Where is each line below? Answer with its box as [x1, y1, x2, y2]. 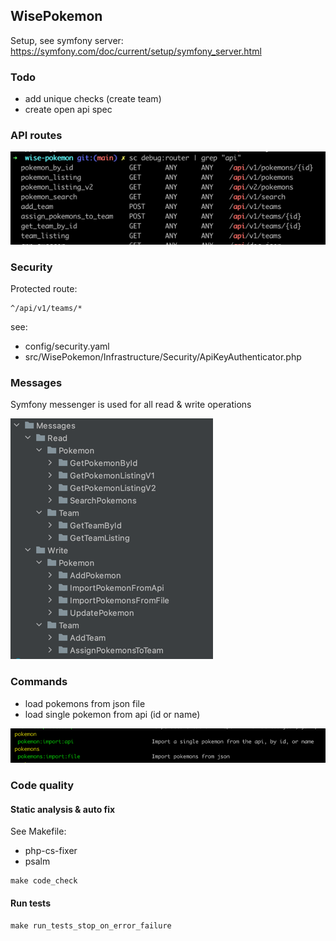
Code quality [10, 779, 75, 793]
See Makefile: [10, 825, 67, 838]
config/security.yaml [24, 340, 110, 353]
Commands [10, 675, 68, 689]
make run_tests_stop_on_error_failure [10, 920, 172, 931]
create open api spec [24, 104, 113, 116]
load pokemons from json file [24, 697, 146, 709]
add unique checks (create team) [24, 93, 162, 105]
